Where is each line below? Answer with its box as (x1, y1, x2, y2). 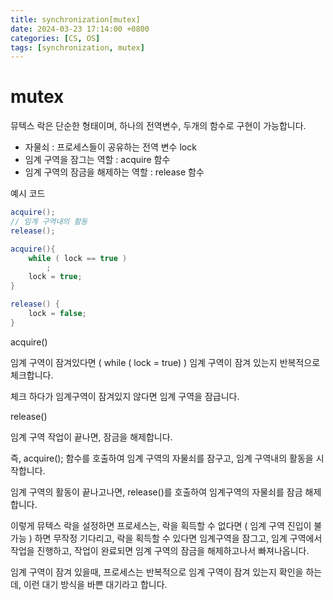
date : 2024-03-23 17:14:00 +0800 (10, 24, 150, 34)
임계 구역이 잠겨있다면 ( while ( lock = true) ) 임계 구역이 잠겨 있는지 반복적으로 (10, 356, 321, 368)
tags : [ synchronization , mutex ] (10, 42, 145, 53)
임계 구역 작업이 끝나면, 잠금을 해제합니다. (10, 431, 173, 443)
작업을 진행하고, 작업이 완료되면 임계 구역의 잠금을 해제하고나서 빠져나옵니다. (10, 544, 310, 556)
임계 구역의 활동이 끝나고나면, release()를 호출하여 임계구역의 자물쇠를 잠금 (10, 486, 303, 498)
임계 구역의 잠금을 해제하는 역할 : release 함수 (24, 166, 205, 178)
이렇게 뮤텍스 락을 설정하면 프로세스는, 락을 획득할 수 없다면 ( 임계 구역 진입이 (10, 519, 312, 531)
